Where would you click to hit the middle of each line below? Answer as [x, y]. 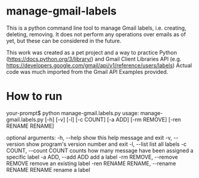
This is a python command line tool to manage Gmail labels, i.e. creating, [96, 28]
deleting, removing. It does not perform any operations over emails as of [96, 34]
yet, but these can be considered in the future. [64, 41]
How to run [34, 97]
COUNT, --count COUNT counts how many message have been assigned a [100, 150]
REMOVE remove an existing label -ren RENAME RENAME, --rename [91, 163]
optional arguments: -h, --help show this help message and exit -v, [89, 137]
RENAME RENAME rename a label [48, 170]
